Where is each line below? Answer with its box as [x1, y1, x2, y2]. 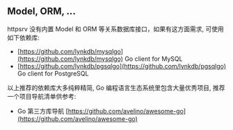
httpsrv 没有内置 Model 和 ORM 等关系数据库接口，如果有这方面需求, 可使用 [7, 24, 224, 33]
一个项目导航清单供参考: [7, 92, 77, 100]
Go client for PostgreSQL [17, 69, 89, 77]
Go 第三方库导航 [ [17, 106, 68, 115]
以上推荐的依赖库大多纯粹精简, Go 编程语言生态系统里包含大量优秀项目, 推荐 [7, 83, 225, 92]
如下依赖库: [7, 33, 40, 41]
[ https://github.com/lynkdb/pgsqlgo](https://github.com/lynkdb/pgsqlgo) [17, 62, 227, 70]
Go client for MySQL [124, 55, 183, 63]
